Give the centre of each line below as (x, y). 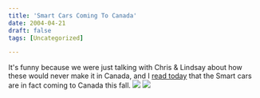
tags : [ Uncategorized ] (46, 38)
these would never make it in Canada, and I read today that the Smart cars (130, 76)
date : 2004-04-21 (37, 23)
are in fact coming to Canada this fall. (70, 85)
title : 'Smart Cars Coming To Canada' (73, 16)
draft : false (30, 30)
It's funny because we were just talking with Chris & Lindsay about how (126, 68)
